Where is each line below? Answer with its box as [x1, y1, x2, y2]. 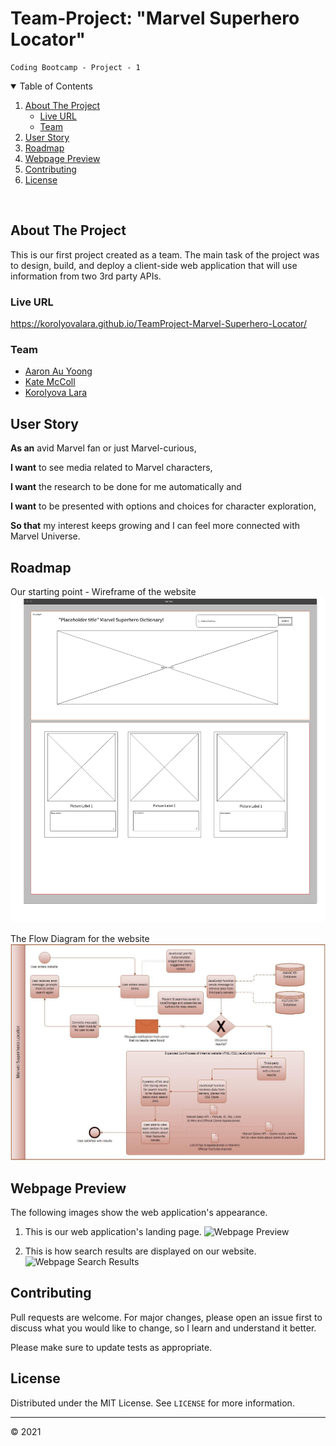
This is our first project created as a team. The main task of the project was [10, 248, 320, 261]
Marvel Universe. [10, 530, 81, 542]
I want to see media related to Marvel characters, [10, 462, 213, 474]
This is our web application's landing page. [24, 1226, 202, 1238]
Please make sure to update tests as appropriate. [10, 1341, 213, 1353]
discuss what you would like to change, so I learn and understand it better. [10, 1322, 317, 1334]
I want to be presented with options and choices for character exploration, [10, 500, 317, 512]
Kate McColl [24, 376, 76, 388]
